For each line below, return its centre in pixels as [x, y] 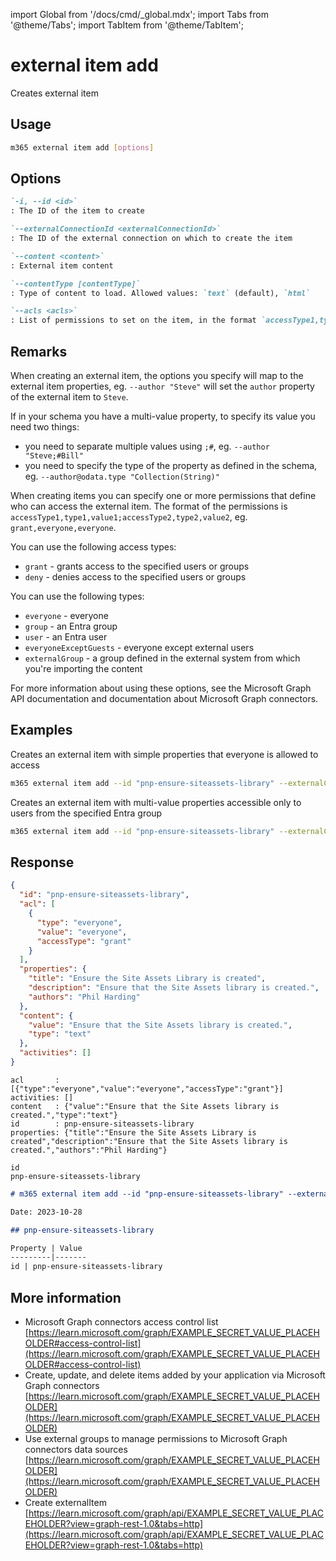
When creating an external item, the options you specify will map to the [157, 375]
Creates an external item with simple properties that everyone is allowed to [164, 754]
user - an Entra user [66, 637]
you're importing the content [83, 668]
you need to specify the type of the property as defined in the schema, [171, 465]
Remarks [39, 351]
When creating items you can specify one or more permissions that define [163, 495]
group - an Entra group [71, 626]
